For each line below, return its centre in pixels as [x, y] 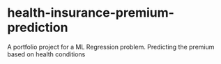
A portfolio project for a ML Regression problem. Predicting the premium [111, 47]
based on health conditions [46, 54]
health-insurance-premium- [91, 13]
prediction [38, 27]
